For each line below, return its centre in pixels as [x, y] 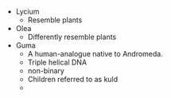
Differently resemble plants [72, 37]
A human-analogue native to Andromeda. [95, 54]
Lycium [27, 12]
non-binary [46, 71]
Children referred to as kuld [73, 79]
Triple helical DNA [57, 62]
